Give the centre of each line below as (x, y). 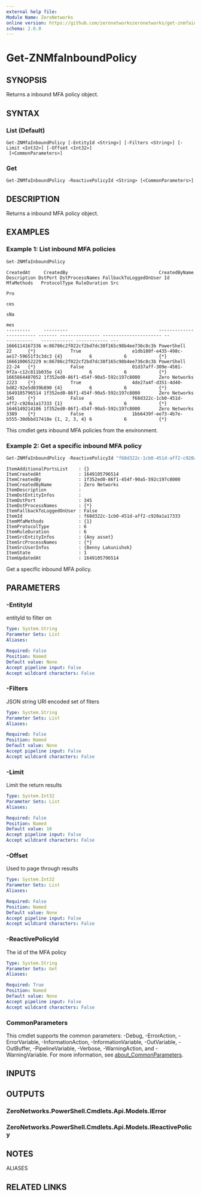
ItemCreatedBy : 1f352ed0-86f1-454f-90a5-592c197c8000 (93, 479)
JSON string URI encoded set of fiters (53, 702)
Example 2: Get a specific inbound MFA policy (74, 445)
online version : (26, 23)
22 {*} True (44, 351)
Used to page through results (42, 869)
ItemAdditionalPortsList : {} (48, 469)
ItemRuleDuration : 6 (46, 532)
